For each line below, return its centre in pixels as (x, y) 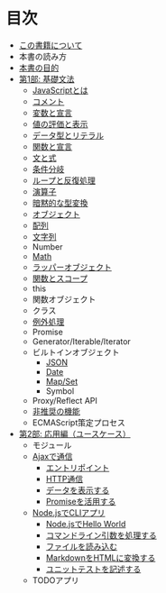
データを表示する (78, 490)
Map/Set (62, 381)
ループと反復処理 (64, 180)
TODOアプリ (55, 580)
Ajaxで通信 (52, 456)
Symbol (60, 391)
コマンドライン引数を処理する (101, 535)
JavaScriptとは (60, 90)
